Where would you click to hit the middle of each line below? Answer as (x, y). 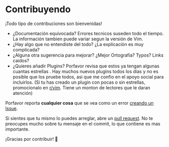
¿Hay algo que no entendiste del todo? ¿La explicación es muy (78, 44)
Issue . (12, 108)
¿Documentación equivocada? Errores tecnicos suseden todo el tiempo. (88, 33)
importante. (17, 129)
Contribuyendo (38, 9)
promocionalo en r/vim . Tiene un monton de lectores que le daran (81, 87)
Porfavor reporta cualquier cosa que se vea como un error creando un (79, 103)
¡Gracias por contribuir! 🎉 (32, 139)
